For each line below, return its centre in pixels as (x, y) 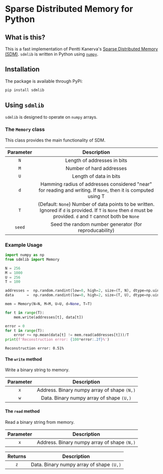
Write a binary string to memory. (37, 370)
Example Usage (24, 245)
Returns (17, 456)
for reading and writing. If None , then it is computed (96, 190)
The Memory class (25, 129)
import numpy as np (25, 255)
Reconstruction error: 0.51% (34, 348)
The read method (23, 411)
